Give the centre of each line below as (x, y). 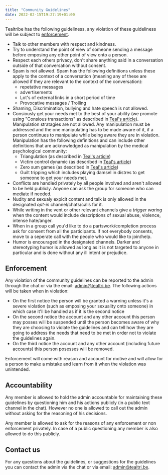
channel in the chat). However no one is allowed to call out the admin (76, 408)
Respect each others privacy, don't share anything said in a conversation (88, 60)
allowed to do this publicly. (33, 434)
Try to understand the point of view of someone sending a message (82, 49)
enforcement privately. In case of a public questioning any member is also (81, 429)
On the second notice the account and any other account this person (84, 317)
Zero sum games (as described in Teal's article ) (69, 167)
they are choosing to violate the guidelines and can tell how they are (83, 328)
